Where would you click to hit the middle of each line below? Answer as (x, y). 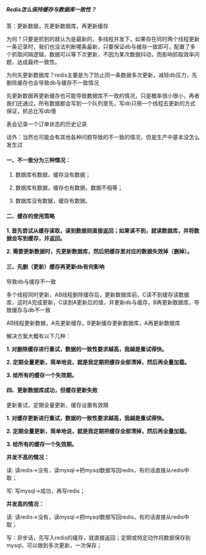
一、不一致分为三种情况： (39, 160)
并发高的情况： (25, 503)
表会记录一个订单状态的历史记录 (47, 124)
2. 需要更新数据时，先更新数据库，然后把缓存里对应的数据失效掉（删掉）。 (100, 251)
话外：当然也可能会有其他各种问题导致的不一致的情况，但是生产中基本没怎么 (103, 137)
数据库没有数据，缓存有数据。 (53, 201)
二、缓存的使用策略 (31, 216)
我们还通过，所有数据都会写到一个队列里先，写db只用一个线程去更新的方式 (101, 103)
